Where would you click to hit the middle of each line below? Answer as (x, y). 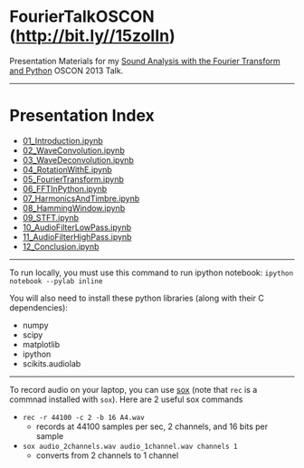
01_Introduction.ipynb (63, 140)
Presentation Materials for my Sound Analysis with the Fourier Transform (145, 61)
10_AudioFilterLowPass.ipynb (77, 227)
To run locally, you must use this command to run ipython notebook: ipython (152, 272)
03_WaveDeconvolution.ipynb (78, 159)
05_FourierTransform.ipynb (73, 179)
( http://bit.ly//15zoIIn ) (93, 36)
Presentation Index (82, 116)
